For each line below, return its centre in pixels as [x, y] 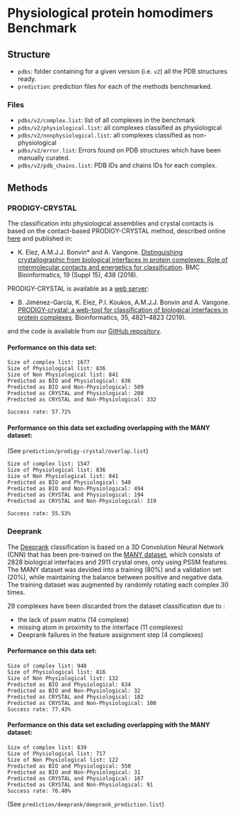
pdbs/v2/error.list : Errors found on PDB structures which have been [119, 150]
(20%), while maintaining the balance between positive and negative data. [116, 577]
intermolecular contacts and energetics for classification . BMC [109, 267]
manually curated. [44, 158]
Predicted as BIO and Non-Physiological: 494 [75, 489]
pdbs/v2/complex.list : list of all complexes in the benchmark [106, 120]
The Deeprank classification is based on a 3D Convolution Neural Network [116, 547]
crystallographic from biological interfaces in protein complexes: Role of [122, 260]
